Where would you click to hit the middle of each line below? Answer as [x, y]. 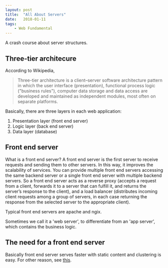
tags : [11, 24]
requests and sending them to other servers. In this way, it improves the [79, 165]
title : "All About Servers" [36, 15]
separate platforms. [38, 101]
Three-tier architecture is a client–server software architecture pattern [90, 80]
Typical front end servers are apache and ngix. [53, 211]
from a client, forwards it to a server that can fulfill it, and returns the [76, 186]
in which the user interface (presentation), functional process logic [86, 85]
